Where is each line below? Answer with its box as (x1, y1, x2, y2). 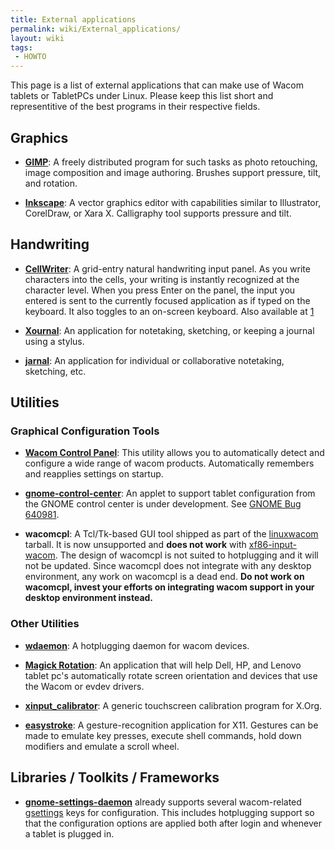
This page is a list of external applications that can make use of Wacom (10, 79, 304, 91)
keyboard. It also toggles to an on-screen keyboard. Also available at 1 (24, 305, 315, 317)
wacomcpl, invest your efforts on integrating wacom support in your (24, 581, 315, 593)
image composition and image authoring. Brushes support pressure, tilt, (24, 166, 322, 178)
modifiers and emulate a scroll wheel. (24, 740, 180, 752)
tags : (10, 42, 33, 53)
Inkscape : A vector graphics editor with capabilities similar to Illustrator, (24, 196, 322, 208)
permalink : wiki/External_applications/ (10, 24, 182, 34)
